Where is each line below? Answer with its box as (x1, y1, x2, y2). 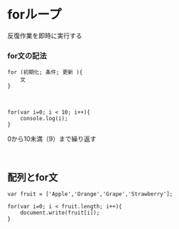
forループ (7, 6, 62, 23)
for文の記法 (7, 50, 48, 60)
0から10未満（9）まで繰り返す (7, 134, 97, 143)
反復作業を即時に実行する (7, 31, 82, 40)
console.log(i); (20, 115, 69, 122)
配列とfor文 (7, 171, 58, 183)
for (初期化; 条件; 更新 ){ (7, 69, 83, 76)
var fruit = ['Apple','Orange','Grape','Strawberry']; (7, 191, 173, 198)
